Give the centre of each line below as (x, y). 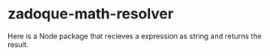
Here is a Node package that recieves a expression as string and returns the (135, 36)
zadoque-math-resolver (91, 14)
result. (18, 44)
